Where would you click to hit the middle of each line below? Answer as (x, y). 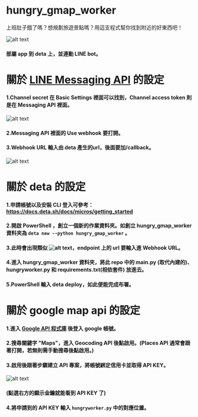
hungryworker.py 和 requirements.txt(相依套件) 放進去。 (76, 270)
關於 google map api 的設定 (73, 311)
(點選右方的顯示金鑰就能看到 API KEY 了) (56, 393)
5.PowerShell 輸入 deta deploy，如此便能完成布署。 (70, 284)
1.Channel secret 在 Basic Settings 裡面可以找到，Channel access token (96, 98)
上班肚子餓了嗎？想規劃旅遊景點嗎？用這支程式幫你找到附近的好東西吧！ (94, 27)
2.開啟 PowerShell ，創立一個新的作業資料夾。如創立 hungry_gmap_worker (99, 226)
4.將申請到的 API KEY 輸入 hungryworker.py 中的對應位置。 (78, 408)
